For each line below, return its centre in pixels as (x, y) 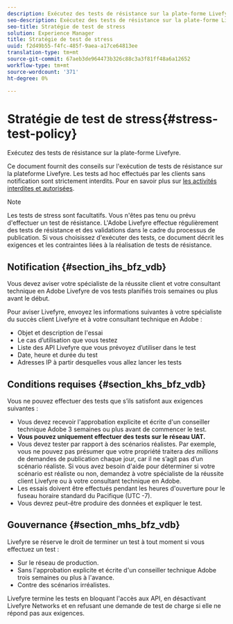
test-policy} (42, 134)
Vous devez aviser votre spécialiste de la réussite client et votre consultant (114, 284)
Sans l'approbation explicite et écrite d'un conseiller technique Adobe (117, 570)
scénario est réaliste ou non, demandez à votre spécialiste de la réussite (120, 473)
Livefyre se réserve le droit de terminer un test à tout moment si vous (106, 542)
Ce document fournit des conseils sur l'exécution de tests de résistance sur (115, 166)
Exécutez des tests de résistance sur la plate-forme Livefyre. (94, 153)
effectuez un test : (33, 549)
